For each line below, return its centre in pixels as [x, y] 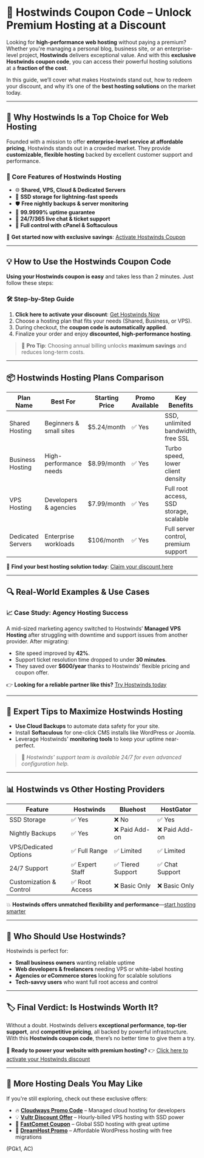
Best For [63, 402]
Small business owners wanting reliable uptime [75, 963]
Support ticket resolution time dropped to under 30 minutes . [91, 659]
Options [21, 855]
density [175, 478]
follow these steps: [30, 283]
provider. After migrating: [38, 641]
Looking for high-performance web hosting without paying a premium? [96, 42]
